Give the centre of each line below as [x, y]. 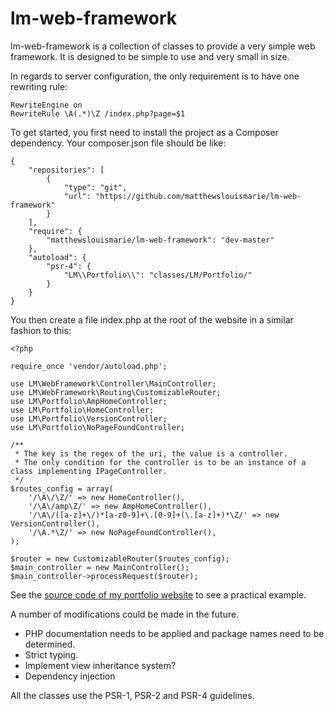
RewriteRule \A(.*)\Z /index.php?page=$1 [98, 113]
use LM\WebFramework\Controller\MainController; [113, 383]
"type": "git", [95, 187]
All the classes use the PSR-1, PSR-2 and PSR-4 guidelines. [132, 695]
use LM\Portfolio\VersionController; [89, 418]
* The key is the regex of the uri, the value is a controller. [151, 453]
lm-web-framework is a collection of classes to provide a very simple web [163, 46]
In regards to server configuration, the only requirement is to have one [155, 76]
